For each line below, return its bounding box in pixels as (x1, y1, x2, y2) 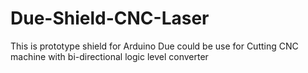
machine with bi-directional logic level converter (10, 50, 209, 62)
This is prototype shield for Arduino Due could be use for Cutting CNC (10, 40, 299, 52)
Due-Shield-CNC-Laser (10, 7, 210, 30)
